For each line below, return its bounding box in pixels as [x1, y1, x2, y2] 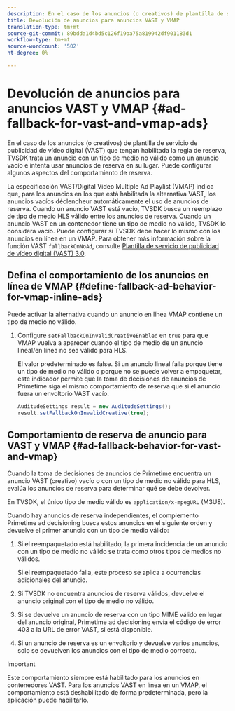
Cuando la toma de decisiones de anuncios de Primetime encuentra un [7, 469, 212, 478]
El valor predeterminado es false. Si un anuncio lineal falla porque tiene [17, 359, 222, 368]
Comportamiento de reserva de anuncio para [7, 428, 208, 440]
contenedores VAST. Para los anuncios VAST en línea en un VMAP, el [7, 681, 208, 689]
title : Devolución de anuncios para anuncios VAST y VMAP [7, 17, 180, 24]
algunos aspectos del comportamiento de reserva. [7, 168, 152, 177]
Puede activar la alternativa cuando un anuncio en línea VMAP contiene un [7, 310, 222, 318]
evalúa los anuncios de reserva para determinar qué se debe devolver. [7, 485, 211, 493]
